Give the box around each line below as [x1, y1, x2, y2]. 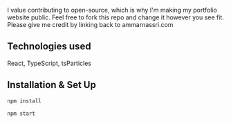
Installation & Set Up [7, 79, 97, 91]
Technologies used [7, 41, 91, 53]
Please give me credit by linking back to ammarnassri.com [7, 21, 174, 28]
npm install [7, 97, 41, 105]
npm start [7, 110, 36, 117]
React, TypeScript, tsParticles [7, 59, 92, 67]
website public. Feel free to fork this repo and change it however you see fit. [7, 13, 225, 21]
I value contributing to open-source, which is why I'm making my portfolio [7, 6, 218, 14]
